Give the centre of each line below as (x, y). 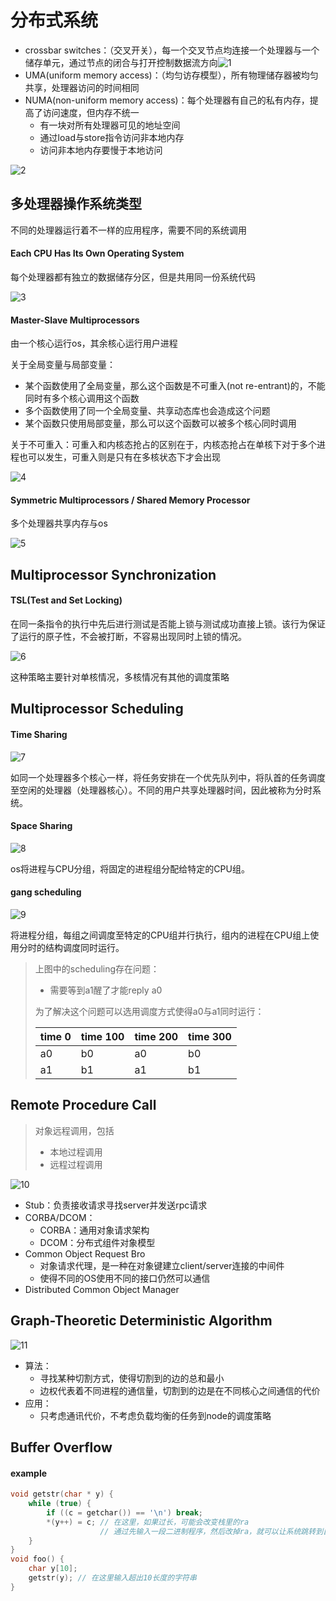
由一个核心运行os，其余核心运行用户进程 (94, 343)
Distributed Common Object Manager (102, 1289)
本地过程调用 (76, 1152)
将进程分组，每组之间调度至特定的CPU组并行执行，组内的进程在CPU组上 (160, 935)
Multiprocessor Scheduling (97, 709)
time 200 (156, 1036)
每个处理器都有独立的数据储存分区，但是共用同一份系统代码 (133, 277)
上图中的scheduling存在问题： (97, 968)
